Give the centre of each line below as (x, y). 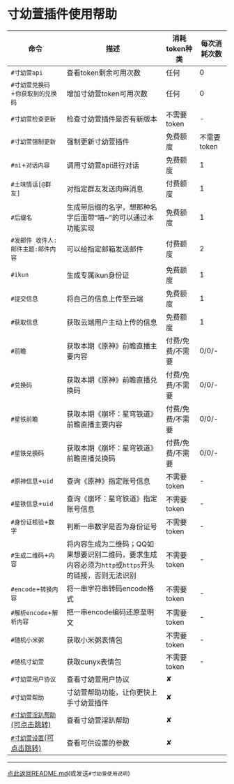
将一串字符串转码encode (107, 589)
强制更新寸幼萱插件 (98, 142)
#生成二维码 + (30, 554)
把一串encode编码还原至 (107, 612)
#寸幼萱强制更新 (33, 141)
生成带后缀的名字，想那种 (109, 207)
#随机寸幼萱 (28, 661)
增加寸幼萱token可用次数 (107, 94)
